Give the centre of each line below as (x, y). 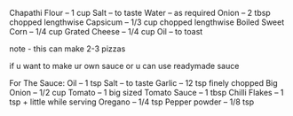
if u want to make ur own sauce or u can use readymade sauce (124, 66)
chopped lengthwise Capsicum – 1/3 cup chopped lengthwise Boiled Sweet (147, 22)
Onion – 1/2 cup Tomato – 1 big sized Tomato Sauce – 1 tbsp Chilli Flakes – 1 (146, 93)
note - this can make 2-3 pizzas (67, 49)
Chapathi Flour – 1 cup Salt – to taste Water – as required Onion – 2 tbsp (140, 13)
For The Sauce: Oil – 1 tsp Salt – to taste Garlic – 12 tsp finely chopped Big (143, 83)
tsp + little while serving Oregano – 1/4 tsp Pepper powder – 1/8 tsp (132, 102)
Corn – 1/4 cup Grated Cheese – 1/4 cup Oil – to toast (106, 31)
